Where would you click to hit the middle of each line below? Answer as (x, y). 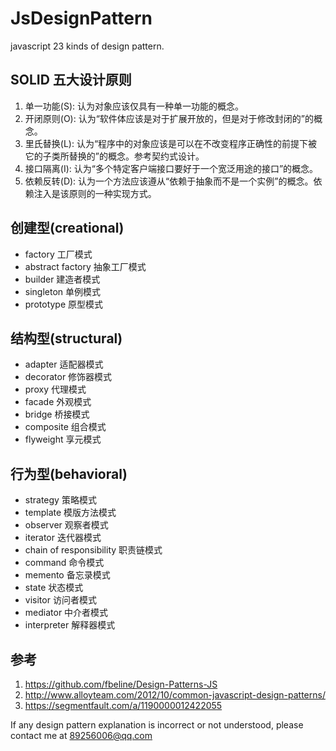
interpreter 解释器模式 (70, 625)
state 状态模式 (54, 588)
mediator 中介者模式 (66, 613)
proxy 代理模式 (55, 389)
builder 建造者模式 (62, 279)
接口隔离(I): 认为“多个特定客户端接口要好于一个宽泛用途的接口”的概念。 (171, 168)
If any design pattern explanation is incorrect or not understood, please (157, 725)
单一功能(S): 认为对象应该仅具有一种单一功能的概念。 (134, 106)
